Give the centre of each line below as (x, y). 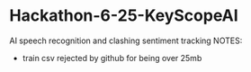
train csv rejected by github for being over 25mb (112, 58)
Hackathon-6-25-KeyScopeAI (124, 16)
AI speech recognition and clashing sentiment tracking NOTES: (126, 40)
